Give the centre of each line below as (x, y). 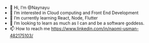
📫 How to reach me (30, 29)
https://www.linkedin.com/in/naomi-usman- (95, 29)
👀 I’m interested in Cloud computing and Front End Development (74, 13)
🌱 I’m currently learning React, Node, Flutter (54, 18)
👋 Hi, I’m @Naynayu (29, 8)
